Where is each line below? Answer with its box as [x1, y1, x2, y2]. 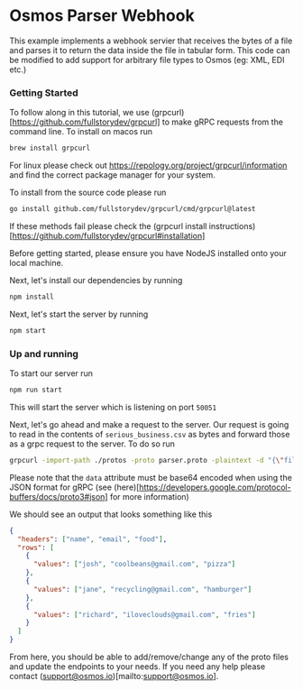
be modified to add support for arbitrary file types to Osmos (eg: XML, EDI [9, 54, 285, 65]
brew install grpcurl [9, 143, 91, 153]
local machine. [9, 257, 64, 268]
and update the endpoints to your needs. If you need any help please [9, 661, 266, 672]
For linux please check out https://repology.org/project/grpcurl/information [9, 160, 288, 171]
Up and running [9, 347, 79, 360]
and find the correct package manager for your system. [9, 170, 216, 180]
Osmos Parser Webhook [9, 5, 196, 26]
